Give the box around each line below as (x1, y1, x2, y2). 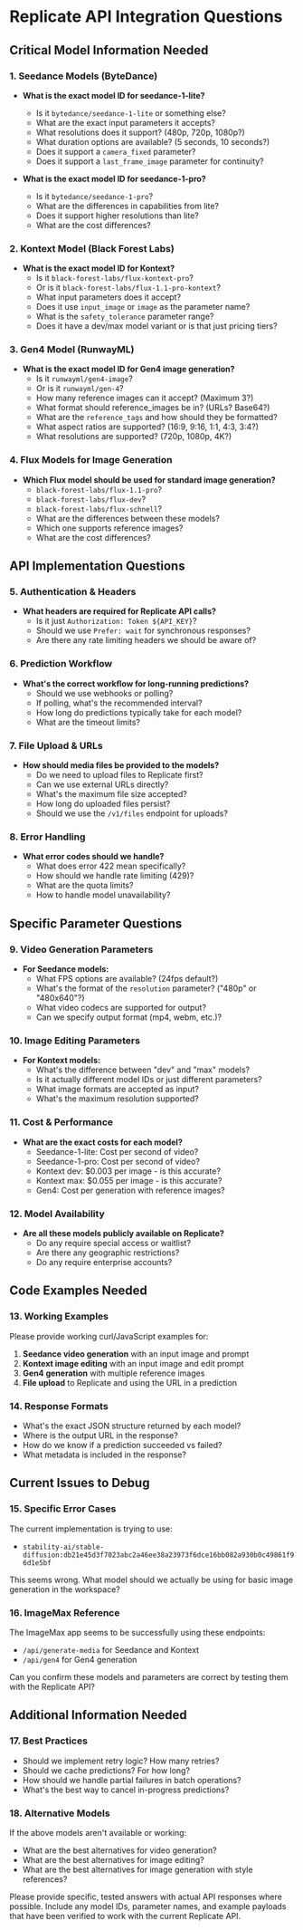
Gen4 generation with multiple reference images (22, 1368, 205, 1378)
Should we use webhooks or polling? (35, 687, 174, 698)
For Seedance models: (22, 964, 109, 975)
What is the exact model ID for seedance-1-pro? (22, 173, 206, 184)
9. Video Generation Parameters (9, 943, 154, 955)
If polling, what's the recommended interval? (35, 697, 203, 708)
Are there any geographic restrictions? (35, 1247, 180, 1258)
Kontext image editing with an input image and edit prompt (22, 1358, 244, 1368)
